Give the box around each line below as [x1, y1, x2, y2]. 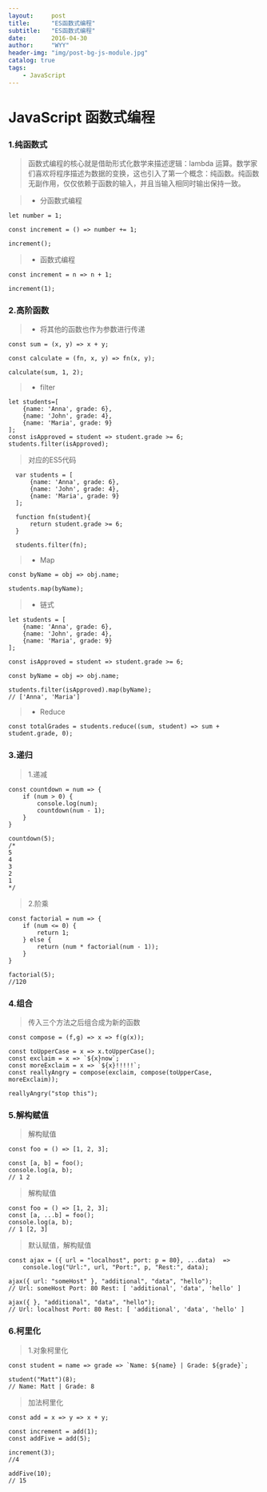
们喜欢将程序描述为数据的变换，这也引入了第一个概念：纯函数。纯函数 [27, 169, 260, 179]
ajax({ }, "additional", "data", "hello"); [8, 1299, 156, 1307]
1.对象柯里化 [27, 1345, 69, 1355]
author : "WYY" [8, 42, 70, 50]
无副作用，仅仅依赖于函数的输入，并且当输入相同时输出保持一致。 [27, 179, 245, 188]
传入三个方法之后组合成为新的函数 [27, 1018, 141, 1026]
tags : [8, 64, 26, 72]
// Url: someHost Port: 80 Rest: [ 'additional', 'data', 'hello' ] [8, 1284, 241, 1292]
